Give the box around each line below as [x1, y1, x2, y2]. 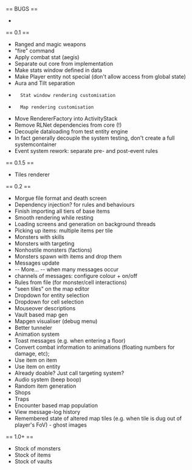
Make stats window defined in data [14, 66, 103, 74]
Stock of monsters [14, 445, 61, 452]
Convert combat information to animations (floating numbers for [14, 344, 175, 351]
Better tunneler [14, 324, 52, 331]
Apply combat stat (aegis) [14, 54, 80, 60]
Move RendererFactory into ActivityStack [14, 115, 118, 122]
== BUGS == [5, 5, 38, 12]
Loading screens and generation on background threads [14, 221, 156, 227]
